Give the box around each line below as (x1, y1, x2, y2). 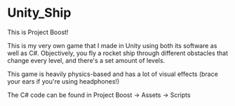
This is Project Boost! (7, 28, 69, 36)
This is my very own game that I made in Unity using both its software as (7, 41, 217, 50)
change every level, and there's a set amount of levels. (7, 56, 166, 64)
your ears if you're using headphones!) (7, 77, 120, 85)
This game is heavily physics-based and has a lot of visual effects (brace (7, 70, 219, 78)
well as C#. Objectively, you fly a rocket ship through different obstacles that (7, 49, 229, 57)
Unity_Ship (7, 5, 72, 21)
